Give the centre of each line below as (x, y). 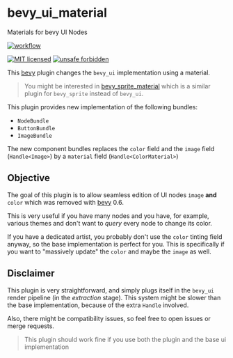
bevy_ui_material (57, 13)
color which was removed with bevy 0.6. (65, 202)
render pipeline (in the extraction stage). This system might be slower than (114, 297)
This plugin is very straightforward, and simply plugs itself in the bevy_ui (111, 290)
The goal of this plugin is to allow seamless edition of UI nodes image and (112, 195)
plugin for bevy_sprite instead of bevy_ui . (84, 93)
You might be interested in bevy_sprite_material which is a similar (117, 86)
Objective (29, 178)
